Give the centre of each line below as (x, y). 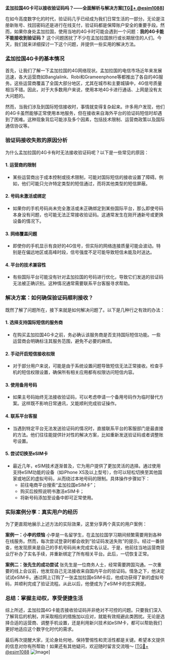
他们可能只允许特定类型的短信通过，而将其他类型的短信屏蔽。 (86, 183)
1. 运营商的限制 (21, 165)
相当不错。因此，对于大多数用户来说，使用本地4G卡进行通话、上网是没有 (81, 90)
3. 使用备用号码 (21, 385)
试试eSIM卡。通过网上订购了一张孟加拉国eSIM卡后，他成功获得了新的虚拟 (82, 577)
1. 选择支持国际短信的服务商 (34, 323)
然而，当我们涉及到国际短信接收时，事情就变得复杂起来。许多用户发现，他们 (85, 107)
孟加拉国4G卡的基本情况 (35, 58)
